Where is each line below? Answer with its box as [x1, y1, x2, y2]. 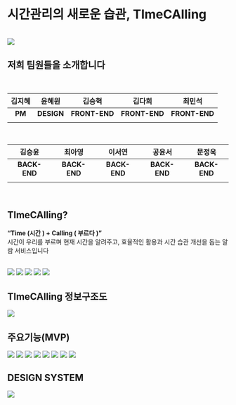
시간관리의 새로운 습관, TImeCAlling [7, 6, 207, 22]
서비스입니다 [14, 246, 49, 255]
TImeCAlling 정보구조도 [7, 291, 107, 303]
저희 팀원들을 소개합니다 [7, 59, 105, 71]
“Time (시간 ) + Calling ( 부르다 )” [7, 229, 102, 237]
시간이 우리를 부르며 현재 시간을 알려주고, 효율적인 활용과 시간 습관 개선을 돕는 [7, 237, 221, 246]
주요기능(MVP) [7, 331, 70, 343]
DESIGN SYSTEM [7, 371, 84, 383]
